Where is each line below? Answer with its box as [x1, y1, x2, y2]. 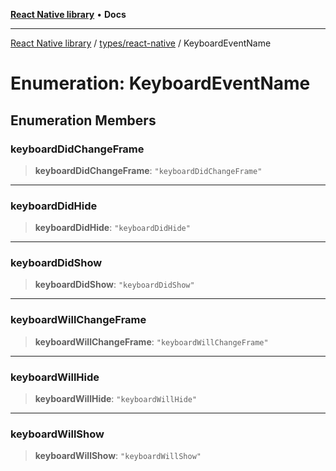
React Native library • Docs [10, 9, 127, 20]
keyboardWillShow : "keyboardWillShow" [34, 450, 202, 462]
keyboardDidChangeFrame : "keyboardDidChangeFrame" [34, 164, 263, 176]
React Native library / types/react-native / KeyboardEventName [10, 37, 272, 49]
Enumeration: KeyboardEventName [10, 72, 311, 95]
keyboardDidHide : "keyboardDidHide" [34, 222, 191, 234]
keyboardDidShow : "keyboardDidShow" [34, 279, 195, 291]
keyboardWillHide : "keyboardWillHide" [34, 393, 198, 405]
